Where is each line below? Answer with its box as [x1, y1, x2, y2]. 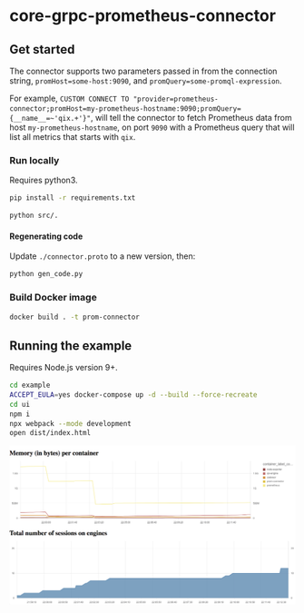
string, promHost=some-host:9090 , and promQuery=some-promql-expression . [9, 75, 283, 86]
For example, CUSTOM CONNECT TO [9, 93, 130, 104]
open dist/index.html [9, 429, 92, 438]
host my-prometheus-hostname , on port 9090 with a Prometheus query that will [9, 122, 295, 133]
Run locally [9, 153, 60, 166]
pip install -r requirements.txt [9, 193, 136, 203]
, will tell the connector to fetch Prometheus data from [90, 113, 292, 123]
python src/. [9, 211, 59, 221]
